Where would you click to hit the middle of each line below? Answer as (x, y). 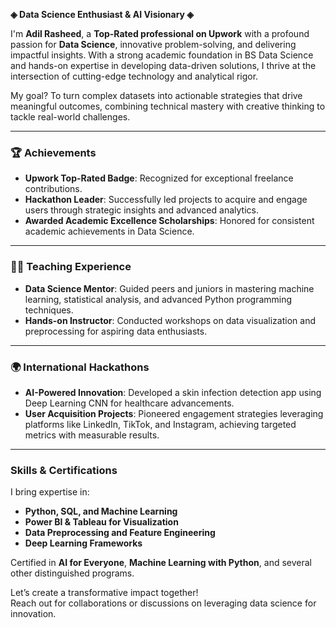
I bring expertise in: (50, 492)
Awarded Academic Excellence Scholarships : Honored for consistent (169, 221)
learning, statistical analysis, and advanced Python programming (158, 299)
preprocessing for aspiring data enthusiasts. (116, 331)
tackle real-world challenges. (70, 117)
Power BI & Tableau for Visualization (101, 522)
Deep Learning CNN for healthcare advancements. (129, 403)
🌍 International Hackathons (80, 367)
